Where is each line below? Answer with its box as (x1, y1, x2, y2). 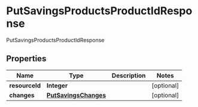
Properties (6, 53, 47, 64)
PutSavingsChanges (47, 91, 106, 99)
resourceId (9, 81, 41, 90)
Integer (47, 81, 68, 90)
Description (111, 71, 146, 80)
